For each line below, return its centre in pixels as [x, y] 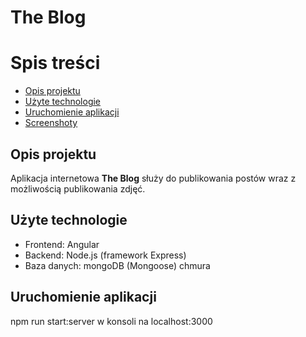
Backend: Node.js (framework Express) [105, 255]
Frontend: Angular [62, 244]
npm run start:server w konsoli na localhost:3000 [111, 321]
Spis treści [55, 63]
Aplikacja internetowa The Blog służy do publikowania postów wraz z [153, 178]
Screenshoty [51, 123]
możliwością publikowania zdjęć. [78, 188]
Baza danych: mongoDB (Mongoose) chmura [117, 265]
